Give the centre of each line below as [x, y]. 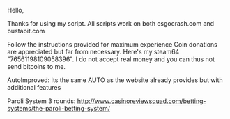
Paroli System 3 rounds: [41, 101]
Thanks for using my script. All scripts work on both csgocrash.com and [111, 23]
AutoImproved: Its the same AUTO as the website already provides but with [115, 80]
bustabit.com [26, 31]
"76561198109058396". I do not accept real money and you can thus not [111, 59]
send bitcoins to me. [37, 66]
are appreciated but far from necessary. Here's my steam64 [93, 52]
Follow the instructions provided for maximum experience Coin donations [112, 44]
